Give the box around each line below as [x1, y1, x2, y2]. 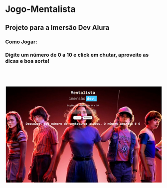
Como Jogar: [5, 38, 37, 45]
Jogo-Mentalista [5, 3, 76, 15]
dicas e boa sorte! [5, 58, 50, 65]
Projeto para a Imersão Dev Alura [5, 23, 110, 32]
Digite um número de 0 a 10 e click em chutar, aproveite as [5, 51, 149, 58]
